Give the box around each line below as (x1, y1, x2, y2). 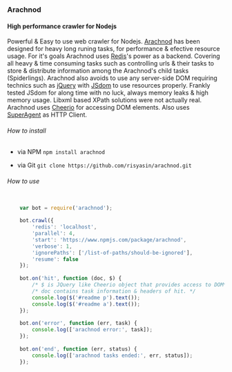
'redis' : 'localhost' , (32, 224, 97, 231)
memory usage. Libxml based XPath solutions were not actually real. (7, 96, 202, 104)
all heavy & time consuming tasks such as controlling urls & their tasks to (7, 59, 214, 68)
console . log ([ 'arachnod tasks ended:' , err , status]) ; (32, 352, 193, 359)
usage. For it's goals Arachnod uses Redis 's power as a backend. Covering (7, 52, 220, 60)
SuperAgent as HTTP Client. (7, 110, 88, 119)
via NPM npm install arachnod (17, 148, 106, 156)
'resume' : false (32, 255, 79, 263)
